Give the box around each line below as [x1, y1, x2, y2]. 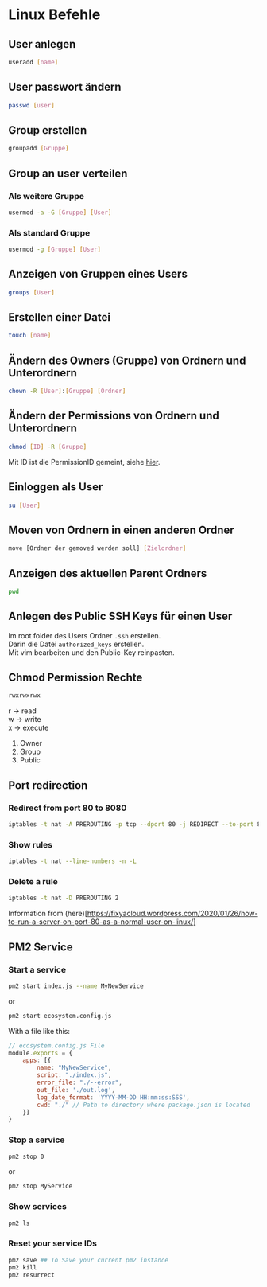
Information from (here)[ [8, 909, 88, 918]
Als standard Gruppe [8, 227, 91, 238]
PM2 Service [8, 940, 73, 954]
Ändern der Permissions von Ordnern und [8, 409, 220, 423]
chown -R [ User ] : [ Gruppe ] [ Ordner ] [8, 388, 126, 396]
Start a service [8, 964, 66, 975]
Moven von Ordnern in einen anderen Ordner [8, 523, 234, 536]
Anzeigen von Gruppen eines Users [8, 267, 188, 281]
